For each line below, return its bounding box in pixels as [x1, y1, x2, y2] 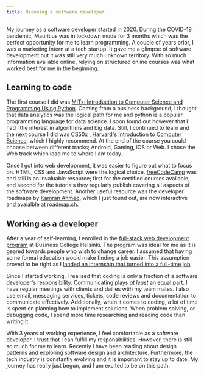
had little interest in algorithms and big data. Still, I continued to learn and [6, 124, 190, 132]
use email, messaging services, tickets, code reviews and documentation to [6, 292, 197, 299]
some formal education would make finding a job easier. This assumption [6, 254, 190, 262]
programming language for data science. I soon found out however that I [6, 118, 188, 125]
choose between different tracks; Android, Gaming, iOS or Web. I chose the [6, 144, 196, 151]
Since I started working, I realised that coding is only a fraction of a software [6, 273, 198, 280]
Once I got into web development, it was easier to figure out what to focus [6, 162, 192, 170]
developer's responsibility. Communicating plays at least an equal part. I [6, 279, 188, 287]
